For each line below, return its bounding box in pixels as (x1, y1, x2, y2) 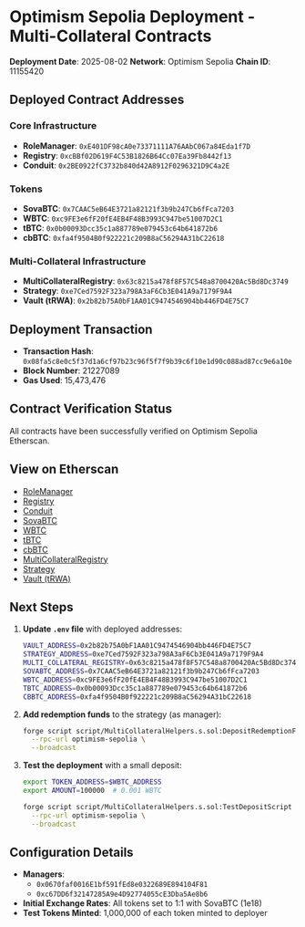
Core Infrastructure (9, 120, 97, 132)
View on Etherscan (9, 462, 119, 477)
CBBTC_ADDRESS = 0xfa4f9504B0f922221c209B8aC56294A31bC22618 (22, 692, 252, 702)
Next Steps (9, 599, 74, 615)
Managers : (22, 869, 66, 880)
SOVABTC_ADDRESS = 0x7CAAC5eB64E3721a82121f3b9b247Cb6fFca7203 (22, 667, 260, 676)
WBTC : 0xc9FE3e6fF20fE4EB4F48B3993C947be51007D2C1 (22, 213, 223, 224)
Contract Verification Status (9, 401, 173, 417)
